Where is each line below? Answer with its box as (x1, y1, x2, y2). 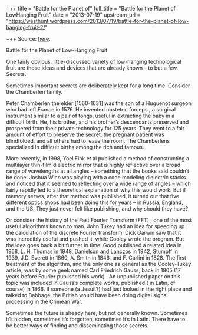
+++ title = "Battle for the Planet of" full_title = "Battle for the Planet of (6, 5, 176, 12)
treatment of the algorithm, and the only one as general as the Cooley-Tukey (6, 261, 192, 267)
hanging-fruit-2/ (6, 24, 45, 31)
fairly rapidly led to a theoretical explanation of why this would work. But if (6, 186, 186, 193)
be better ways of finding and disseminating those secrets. (6, 322, 149, 329)
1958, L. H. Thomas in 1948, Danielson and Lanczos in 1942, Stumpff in (6, 248, 179, 255)
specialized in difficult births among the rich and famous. (6, 144, 144, 150)
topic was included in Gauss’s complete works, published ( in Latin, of (6, 280, 176, 286)
